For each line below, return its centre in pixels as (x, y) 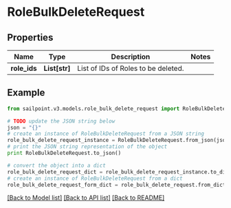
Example (26, 93)
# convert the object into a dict (57, 165)
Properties (30, 38)
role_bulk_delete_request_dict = (55, 172)
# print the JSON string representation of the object (87, 147)
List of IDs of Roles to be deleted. (131, 68)
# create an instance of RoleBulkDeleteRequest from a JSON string (106, 134)
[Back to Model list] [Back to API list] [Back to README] (86, 198)
